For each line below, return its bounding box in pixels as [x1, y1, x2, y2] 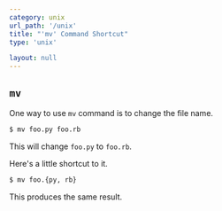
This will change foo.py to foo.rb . [9, 141, 133, 152]
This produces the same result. [9, 191, 123, 202]
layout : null [9, 54, 57, 63]
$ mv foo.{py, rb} [9, 175, 77, 184]
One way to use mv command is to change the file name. [9, 107, 214, 118]
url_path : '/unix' [9, 21, 77, 30]
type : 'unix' [9, 37, 57, 47]
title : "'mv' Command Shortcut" [9, 29, 128, 38]
